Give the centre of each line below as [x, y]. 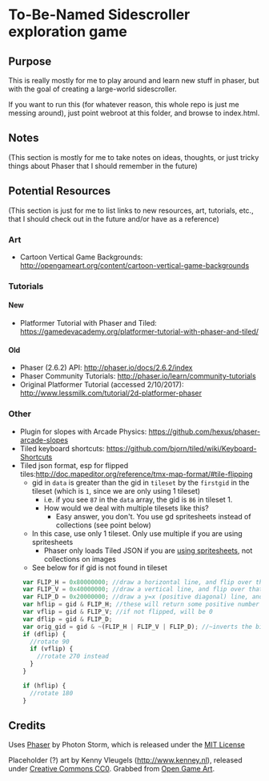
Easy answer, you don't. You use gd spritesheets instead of [153, 516]
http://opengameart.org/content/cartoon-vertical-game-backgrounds [134, 265]
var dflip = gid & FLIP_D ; [68, 619]
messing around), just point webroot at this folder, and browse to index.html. [134, 113]
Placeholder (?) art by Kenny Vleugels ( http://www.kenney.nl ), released [125, 760]
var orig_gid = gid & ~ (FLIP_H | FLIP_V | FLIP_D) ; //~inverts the [137, 627]
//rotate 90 [49, 642]
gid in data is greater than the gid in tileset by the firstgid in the [141, 483]
